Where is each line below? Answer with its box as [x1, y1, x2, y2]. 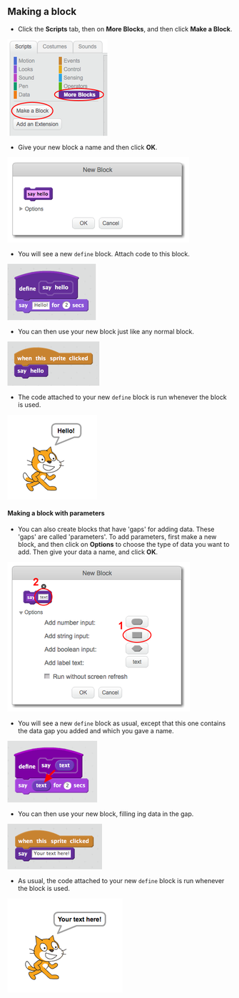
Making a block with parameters [7, 509, 105, 518]
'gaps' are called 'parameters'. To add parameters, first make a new [17, 533, 217, 541]
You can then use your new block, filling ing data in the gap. [17, 810, 194, 818]
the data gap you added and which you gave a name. [17, 727, 174, 735]
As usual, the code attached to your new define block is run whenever [17, 877, 225, 885]
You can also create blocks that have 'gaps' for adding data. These [17, 525, 215, 534]
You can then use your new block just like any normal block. [17, 327, 195, 336]
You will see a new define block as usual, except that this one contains [17, 719, 226, 727]
